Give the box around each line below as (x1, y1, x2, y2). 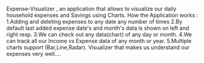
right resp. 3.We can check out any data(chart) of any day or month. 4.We (6, 31, 192, 38)
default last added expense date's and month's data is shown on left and (6, 24, 189, 31)
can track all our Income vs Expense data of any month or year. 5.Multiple (6, 38, 192, 44)
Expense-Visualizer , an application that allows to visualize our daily (6, 5, 177, 12)
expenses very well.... (6, 50, 61, 57)
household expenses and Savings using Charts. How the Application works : (6, 12, 199, 19)
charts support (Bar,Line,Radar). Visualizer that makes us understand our (6, 44, 190, 51)
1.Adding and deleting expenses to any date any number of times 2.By (6, 18, 183, 25)
